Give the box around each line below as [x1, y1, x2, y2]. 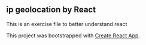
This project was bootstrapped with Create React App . [6, 32, 141, 39]
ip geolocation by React [6, 5, 96, 15]
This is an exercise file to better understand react [6, 20, 127, 27]
